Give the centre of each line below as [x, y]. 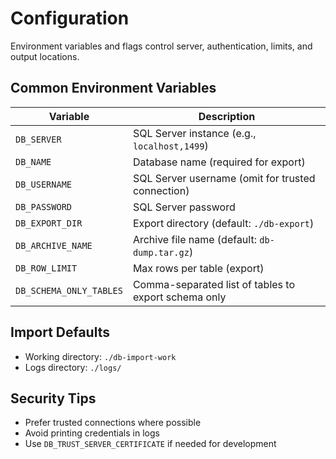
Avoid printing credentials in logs [92, 433]
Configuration [70, 18]
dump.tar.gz [161, 252]
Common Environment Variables [113, 88]
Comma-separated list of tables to [214, 284]
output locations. [45, 56]
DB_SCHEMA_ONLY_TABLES [69, 290]
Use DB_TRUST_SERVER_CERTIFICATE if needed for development [150, 444]
